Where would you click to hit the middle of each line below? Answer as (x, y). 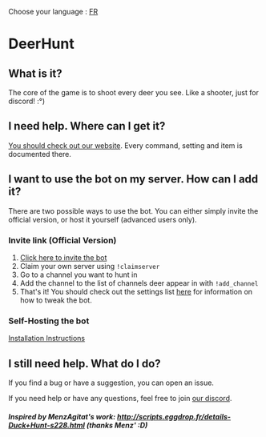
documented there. (40, 154)
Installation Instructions (47, 339)
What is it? (35, 73)
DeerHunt (41, 44)
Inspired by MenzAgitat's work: (62, 416)
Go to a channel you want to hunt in (79, 275)
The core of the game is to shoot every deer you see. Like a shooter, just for (133, 92)
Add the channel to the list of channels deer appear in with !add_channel (139, 283)
